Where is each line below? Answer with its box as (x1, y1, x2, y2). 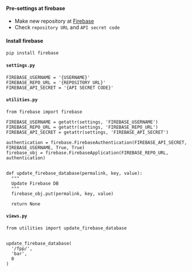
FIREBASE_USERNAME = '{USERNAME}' (6, 74, 91, 80)
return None (11, 201, 41, 207)
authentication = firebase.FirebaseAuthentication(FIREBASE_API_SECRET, (6, 139, 187, 146)
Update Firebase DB (11, 180, 59, 187)
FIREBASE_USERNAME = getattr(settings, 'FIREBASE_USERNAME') (6, 119, 159, 125)
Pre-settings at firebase (6, 5, 66, 12)
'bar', (11, 251, 28, 257)
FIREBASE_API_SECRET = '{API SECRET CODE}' (6, 85, 114, 91)
